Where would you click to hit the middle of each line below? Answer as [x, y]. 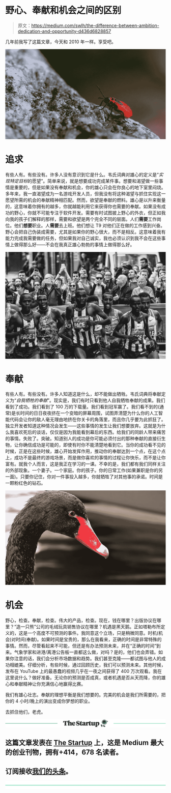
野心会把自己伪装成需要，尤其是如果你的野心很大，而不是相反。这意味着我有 [85, 231]
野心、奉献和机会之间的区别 [63, 10]
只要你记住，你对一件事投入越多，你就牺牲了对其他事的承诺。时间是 [92, 477]
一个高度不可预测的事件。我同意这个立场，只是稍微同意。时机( [93, 633]
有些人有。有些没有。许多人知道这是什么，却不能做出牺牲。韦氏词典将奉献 [83, 394]
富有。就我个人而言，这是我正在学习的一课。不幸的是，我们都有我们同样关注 [85, 464]
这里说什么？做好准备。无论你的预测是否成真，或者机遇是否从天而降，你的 [83, 678]
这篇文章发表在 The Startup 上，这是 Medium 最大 [84, 743]
